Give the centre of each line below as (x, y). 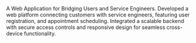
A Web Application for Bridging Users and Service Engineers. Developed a (97, 9)
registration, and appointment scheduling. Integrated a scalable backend (95, 21)
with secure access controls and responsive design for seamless (86, 27)
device (14, 34)
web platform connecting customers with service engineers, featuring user (98, 15)
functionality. (40, 34)
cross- (175, 27)
